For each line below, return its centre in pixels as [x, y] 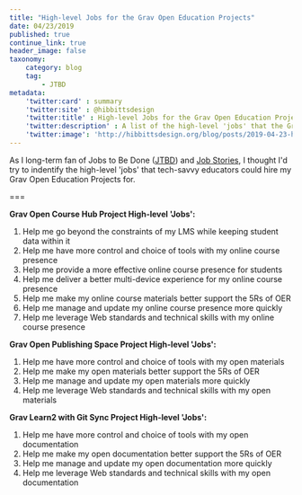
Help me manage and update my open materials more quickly [136, 380]
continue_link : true [48, 43]
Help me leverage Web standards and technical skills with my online [148, 317]
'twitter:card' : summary [74, 101]
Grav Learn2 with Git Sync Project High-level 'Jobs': [108, 417]
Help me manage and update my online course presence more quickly [152, 307]
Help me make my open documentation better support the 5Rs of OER [152, 454]
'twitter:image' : [58, 135]
